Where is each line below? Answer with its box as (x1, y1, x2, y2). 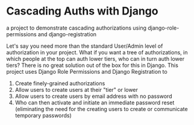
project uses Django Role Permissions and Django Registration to (6, 68, 167, 75)
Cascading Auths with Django (6, 4, 158, 18)
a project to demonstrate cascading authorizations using (6, 24, 146, 31)
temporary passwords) (14, 112, 72, 119)
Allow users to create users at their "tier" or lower (14, 86, 139, 93)
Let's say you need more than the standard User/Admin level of (6, 42, 163, 50)
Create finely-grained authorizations (14, 80, 105, 87)
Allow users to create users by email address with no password (14, 92, 172, 100)
